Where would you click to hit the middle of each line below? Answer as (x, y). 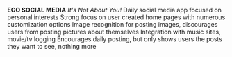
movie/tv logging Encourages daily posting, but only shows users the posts (115, 39)
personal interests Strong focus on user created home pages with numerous (116, 17)
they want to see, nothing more (52, 46)
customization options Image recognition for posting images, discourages (113, 24)
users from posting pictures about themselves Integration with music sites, (114, 32)
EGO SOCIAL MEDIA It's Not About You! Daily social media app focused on (115, 10)
